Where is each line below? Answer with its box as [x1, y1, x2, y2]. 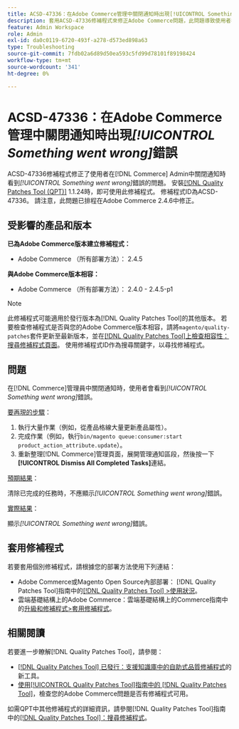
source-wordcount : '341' [7, 63, 81, 71]
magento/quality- [179, 324, 230, 331]
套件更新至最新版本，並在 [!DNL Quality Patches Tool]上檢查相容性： [29, 332, 230, 341]
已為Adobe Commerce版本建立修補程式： [7, 239, 131, 248]
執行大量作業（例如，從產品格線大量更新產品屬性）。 [17, 423, 171, 432]
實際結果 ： [7, 504, 39, 513]
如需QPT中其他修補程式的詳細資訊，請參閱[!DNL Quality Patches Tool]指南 [7, 704, 226, 713]
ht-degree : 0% [7, 70, 50, 77]
